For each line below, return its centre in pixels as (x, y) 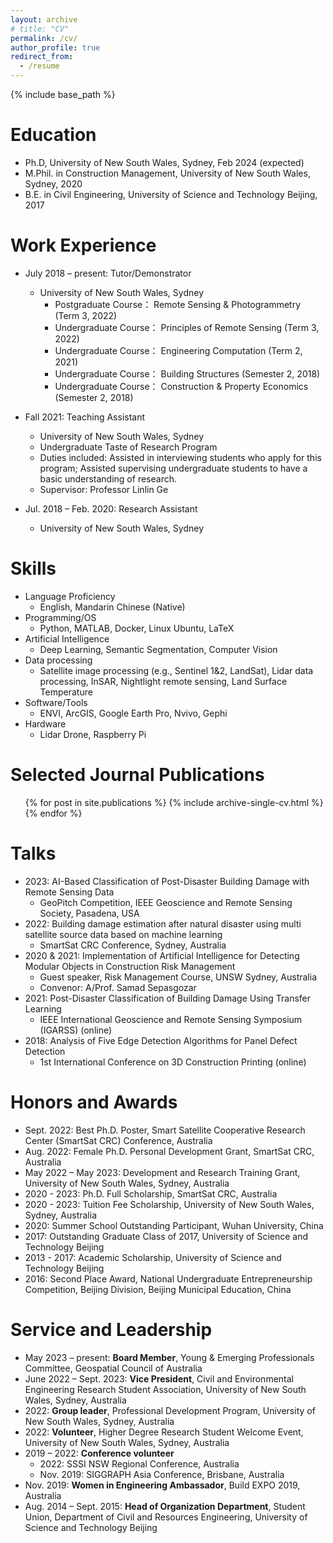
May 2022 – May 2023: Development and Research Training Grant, (162, 1172)
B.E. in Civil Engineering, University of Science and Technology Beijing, (171, 194)
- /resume (39, 66)
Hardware (45, 723)
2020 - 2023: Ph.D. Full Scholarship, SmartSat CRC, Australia (151, 1193)
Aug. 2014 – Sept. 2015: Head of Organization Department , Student (165, 1506)
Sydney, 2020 (53, 183)
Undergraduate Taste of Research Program (128, 447)
